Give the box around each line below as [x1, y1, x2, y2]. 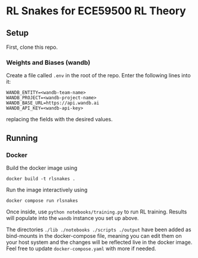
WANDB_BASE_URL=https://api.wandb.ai [6, 100, 100, 106]
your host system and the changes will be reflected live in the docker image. [6, 238, 193, 246]
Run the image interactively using [6, 186, 88, 193]
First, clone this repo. [6, 43, 58, 51]
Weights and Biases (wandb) [6, 58, 91, 67]
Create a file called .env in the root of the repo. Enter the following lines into [6, 72, 191, 79]
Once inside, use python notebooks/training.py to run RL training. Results [6, 208, 187, 215]
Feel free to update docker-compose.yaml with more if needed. [6, 245, 157, 252]
